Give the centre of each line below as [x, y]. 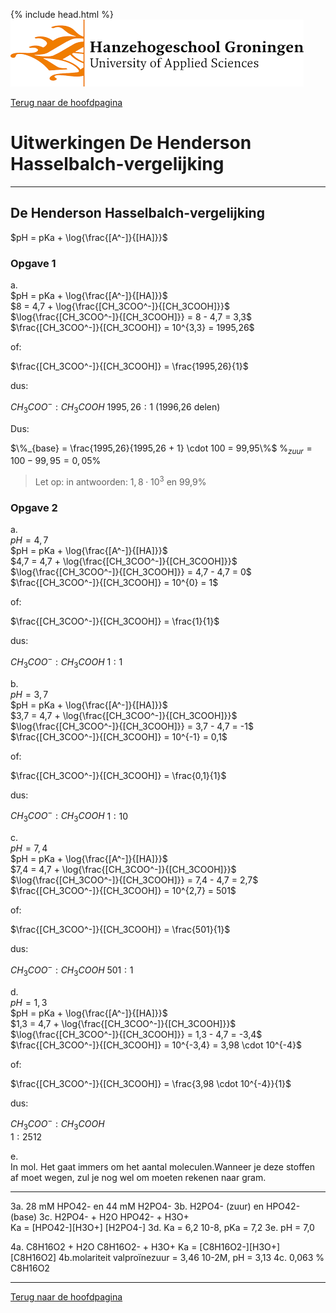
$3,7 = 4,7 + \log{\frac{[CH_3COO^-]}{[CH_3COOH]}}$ [124, 715]
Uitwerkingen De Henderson [131, 143]
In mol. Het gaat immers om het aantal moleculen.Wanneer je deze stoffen [163, 1167]
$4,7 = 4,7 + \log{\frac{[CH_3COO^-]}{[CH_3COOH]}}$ [124, 561]
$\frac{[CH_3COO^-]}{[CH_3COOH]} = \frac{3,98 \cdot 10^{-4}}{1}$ [151, 1083]
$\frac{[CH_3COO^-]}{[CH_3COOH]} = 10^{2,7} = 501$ [123, 891]
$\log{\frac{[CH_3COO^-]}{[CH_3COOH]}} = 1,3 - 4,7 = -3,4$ [136, 1034]
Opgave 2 [34, 507]
